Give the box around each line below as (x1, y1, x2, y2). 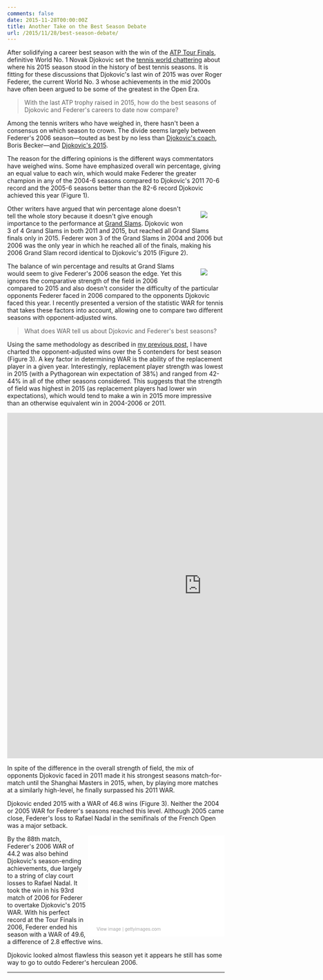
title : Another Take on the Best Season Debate (7, 23, 147, 30)
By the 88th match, (7, 835, 61, 843)
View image (96, 925, 121, 933)
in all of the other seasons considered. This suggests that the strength (22, 377, 222, 386)
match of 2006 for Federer (7, 894, 83, 902)
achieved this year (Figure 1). (7, 191, 90, 200)
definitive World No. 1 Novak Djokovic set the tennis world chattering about (7, 56, 221, 64)
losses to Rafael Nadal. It (7, 879, 78, 887)
